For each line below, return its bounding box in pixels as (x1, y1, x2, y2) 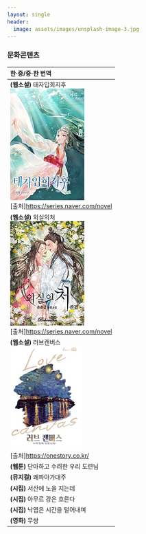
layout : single (7, 11, 51, 18)
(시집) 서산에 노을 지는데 (10, 484, 75, 492)
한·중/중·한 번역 (10, 69, 51, 78)
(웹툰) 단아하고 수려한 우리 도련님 (10, 463, 99, 471)
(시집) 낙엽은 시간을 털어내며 (10, 506, 86, 514)
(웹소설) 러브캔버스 (10, 337, 61, 346)
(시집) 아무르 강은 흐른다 (10, 495, 75, 503)
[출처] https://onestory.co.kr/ (10, 451, 89, 460)
